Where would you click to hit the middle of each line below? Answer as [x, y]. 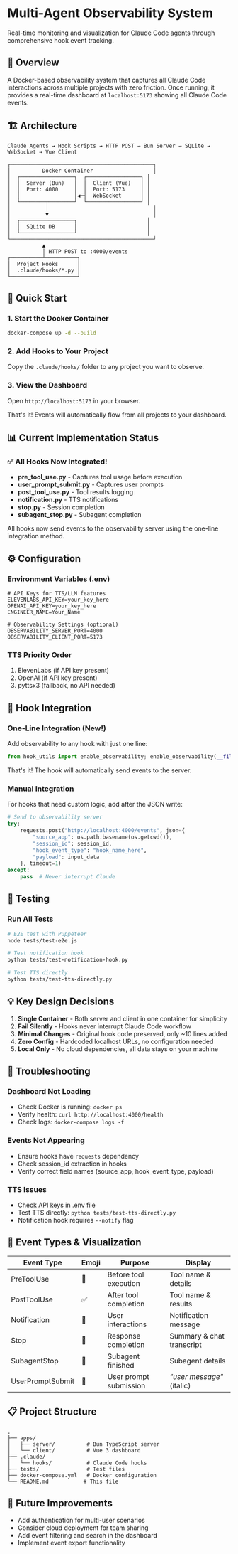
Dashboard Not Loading [49, 1092]
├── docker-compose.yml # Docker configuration [82, 1475]
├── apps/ [22, 1438]
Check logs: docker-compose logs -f [71, 1122]
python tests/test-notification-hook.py [68, 960]
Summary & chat [197, 1336]
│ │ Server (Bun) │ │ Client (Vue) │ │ [79, 183]
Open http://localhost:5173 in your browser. [74, 400]
